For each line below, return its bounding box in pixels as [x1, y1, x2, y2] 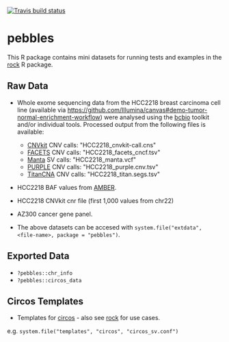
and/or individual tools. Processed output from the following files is [16, 120, 206, 128]
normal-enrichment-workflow [16, 113, 100, 121]
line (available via [16, 106, 66, 114]
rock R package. [7, 60, 53, 69]
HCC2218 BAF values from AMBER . [16, 183, 117, 191]
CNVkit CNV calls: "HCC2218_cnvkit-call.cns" [27, 141, 157, 149]
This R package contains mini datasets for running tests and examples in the [7, 53, 222, 61]
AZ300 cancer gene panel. [16, 210, 93, 218]
